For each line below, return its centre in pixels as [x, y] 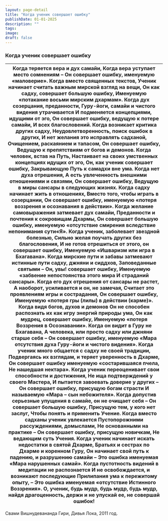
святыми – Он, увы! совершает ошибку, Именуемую [84, 269]
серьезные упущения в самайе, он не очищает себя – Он [84, 401]
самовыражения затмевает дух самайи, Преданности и [84, 213]
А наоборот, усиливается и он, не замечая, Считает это [84, 288]
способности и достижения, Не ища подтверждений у [84, 376]
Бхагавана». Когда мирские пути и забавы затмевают [84, 256]
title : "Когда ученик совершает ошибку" [48, 15]
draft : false [19, 38]
